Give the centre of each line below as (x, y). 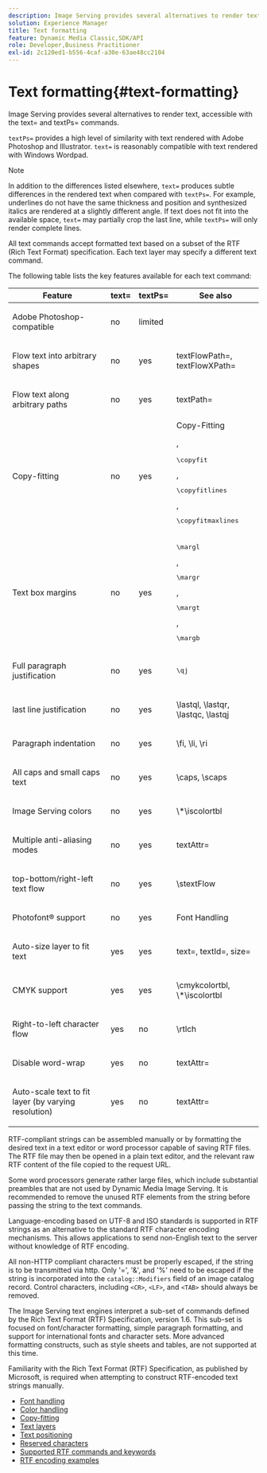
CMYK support (40, 990)
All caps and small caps (56, 772)
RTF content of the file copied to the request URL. (90, 1164)
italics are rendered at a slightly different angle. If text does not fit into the (128, 211)
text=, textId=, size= (213, 951)
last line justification (49, 709)
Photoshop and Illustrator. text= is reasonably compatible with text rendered (133, 146)
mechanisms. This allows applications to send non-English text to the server (133, 1237)
